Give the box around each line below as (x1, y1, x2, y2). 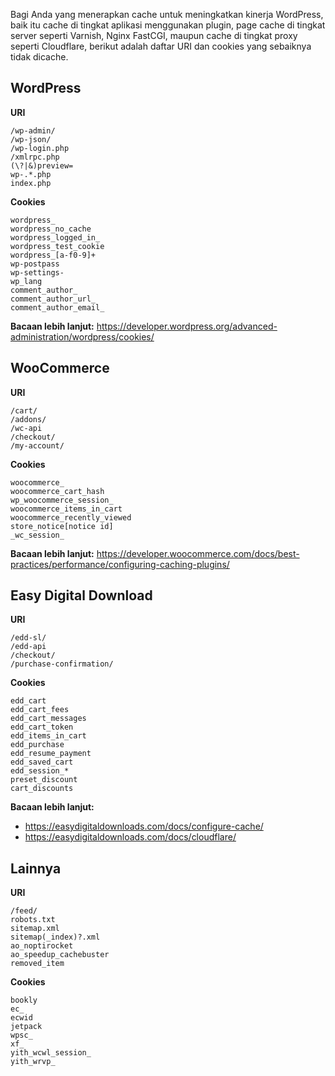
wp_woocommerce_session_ (10, 495, 114, 505)
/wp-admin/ (10, 125, 56, 136)
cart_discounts (10, 784, 74, 794)
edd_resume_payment (10, 749, 92, 759)
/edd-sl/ (10, 633, 47, 643)
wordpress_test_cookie (10, 241, 105, 251)
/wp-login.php (10, 143, 70, 153)
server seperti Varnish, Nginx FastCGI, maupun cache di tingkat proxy (10, 30, 298, 41)
